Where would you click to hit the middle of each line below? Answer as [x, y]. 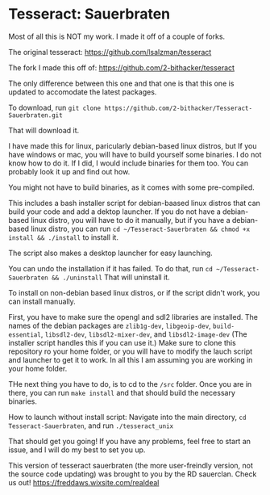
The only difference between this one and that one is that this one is [121, 83]
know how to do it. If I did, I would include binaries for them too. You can [128, 163]
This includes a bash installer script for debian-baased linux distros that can [134, 203]
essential [25, 335]
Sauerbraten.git [35, 115]
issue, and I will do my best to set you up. [77, 450]
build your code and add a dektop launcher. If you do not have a [115, 212]
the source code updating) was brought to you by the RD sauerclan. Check [133, 474]
